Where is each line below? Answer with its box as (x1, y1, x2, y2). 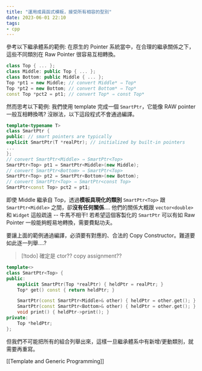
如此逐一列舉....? (6, 239, 47, 246)
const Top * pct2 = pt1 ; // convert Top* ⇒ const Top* (6, 91, 145, 97)
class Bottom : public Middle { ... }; (6, 74, 104, 80)
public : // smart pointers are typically (6, 134, 112, 140)
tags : (6, 20, 20, 26)
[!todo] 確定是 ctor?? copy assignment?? (21, 252, 122, 259)
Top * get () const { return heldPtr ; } (17, 287, 115, 293)
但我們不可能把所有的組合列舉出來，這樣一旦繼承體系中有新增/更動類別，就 (6, 338, 194, 345)
